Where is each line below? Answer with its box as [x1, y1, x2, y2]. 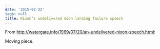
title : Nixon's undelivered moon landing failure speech [5, 16, 123, 21]
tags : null [5, 12, 27, 16]
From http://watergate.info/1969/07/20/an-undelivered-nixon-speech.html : [5, 29, 156, 35]
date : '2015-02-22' [5, 7, 45, 12]
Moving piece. [5, 38, 34, 44]
